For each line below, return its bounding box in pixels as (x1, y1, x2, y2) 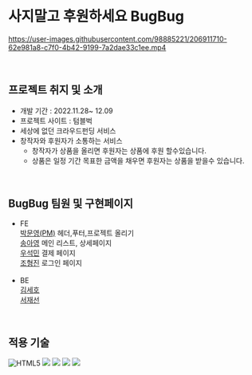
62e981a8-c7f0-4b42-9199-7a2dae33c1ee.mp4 (8, 42, 167, 52)
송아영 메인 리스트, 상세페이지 (19, 238, 112, 247)
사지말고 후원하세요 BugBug (8, 7, 185, 26)
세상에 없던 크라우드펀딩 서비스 (19, 125, 116, 136)
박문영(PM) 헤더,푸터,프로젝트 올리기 (19, 228, 134, 238)
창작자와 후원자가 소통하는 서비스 (19, 136, 123, 145)
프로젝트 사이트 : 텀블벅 (19, 116, 93, 125)
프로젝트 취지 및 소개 (8, 83, 103, 97)
